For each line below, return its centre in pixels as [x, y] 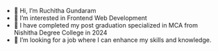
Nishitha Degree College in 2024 [60, 32]
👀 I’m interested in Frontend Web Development [80, 18]
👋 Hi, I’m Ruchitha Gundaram [55, 11]
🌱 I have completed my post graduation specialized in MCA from [106, 25]
